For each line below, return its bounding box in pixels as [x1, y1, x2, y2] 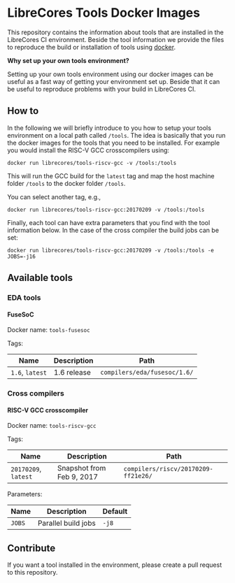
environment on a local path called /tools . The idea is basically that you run [7, 131, 226, 139]
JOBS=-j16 [7, 253, 36, 260]
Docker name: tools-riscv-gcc [7, 422, 97, 430]
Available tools [7, 272, 73, 284]
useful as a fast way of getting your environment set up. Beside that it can [7, 77, 220, 85]
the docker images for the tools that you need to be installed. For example [7, 138, 220, 147]
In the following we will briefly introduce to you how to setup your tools [7, 124, 212, 132]
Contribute [7, 542, 56, 554]
